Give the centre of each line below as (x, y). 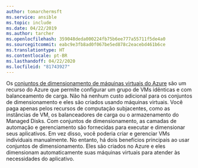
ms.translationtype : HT (36, 50)
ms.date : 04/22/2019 (32, 28)
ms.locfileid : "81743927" (38, 67)
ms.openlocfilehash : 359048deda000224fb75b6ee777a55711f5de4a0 (86, 39)
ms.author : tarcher (30, 34)
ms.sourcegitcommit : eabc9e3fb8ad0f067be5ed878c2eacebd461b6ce (86, 45)
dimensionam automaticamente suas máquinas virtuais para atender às (93, 153)
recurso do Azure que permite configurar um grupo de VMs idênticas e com (99, 90)
